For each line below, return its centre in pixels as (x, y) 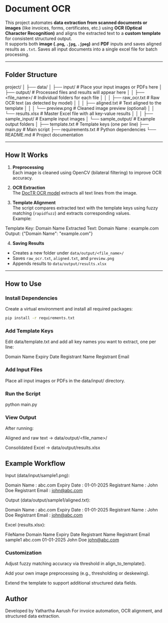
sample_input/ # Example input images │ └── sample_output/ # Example (80, 118)
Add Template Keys (29, 331)
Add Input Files (24, 369)
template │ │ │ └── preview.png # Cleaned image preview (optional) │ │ (80, 108)
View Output (21, 417)
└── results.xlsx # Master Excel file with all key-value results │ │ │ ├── (79, 113)
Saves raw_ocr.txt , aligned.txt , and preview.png (63, 258)
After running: (19, 428)
